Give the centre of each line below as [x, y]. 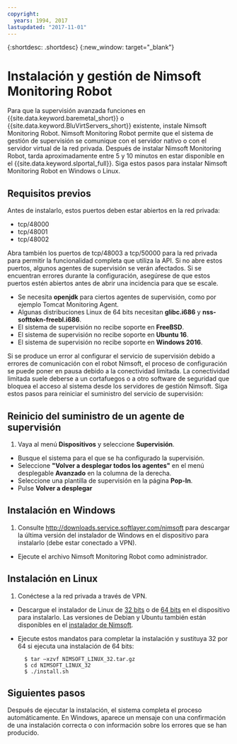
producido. [23, 733]
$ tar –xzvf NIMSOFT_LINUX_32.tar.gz [80, 659]
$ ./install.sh [47, 672]
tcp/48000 [33, 224]
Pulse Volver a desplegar [55, 488]
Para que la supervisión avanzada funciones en [76, 111]
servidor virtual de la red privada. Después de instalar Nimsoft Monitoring [114, 148]
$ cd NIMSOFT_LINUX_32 [58, 665]
